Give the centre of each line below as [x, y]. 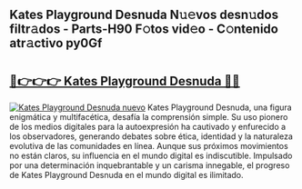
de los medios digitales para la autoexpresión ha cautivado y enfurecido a [148, 127]
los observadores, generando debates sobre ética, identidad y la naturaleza [151, 136]
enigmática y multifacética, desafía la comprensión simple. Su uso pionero [149, 117]
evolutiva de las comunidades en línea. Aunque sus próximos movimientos [149, 146]
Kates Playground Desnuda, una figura [220, 107]
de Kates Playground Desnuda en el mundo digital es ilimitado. [126, 175]
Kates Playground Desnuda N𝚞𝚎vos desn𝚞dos [144, 15]
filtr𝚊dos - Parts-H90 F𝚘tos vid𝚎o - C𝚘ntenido [144, 30]
